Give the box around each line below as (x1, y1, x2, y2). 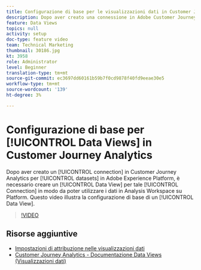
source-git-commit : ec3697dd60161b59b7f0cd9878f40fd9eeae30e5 (6, 75, 165, 81)
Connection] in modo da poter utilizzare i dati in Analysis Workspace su (6, 187, 182, 194)
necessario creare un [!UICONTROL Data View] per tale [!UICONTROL (6, 180, 178, 188)
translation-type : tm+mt (6, 70, 68, 76)
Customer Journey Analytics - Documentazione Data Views (14, 251, 162, 258)
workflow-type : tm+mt (6, 81, 60, 87)
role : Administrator (6, 59, 58, 65)
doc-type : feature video (6, 36, 68, 42)
